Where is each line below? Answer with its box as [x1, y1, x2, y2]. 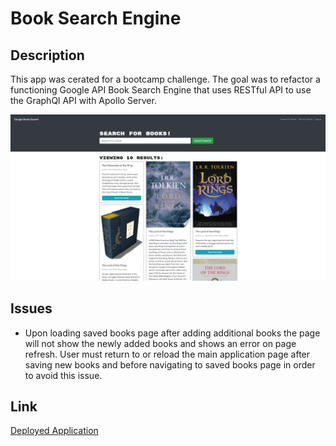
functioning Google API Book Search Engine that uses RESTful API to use [10, 84, 312, 96]
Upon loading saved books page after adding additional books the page [24, 327, 321, 339]
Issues [10, 300, 53, 317]
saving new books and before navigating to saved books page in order [24, 358, 316, 371]
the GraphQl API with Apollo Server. [10, 95, 157, 106]
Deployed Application [10, 425, 99, 437]
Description [10, 47, 85, 64]
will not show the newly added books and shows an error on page [24, 337, 297, 349]
